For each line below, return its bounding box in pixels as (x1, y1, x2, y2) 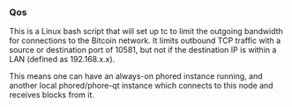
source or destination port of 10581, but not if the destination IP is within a (9, 45, 277, 55)
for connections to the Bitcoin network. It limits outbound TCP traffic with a (9, 35, 281, 46)
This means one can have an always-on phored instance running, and (9, 71, 263, 82)
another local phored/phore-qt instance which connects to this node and (9, 81, 273, 91)
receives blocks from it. (9, 89, 95, 100)
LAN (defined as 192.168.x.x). (9, 54, 116, 65)
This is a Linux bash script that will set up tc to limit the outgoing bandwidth (9, 26, 284, 37)
